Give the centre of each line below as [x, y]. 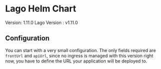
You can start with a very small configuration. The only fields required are [80, 50]
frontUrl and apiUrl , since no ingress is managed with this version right [79, 55]
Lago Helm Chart [41, 9]
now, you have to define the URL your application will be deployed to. [76, 61]
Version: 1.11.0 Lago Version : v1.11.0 [42, 22]
